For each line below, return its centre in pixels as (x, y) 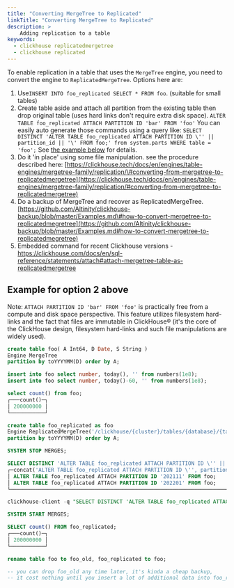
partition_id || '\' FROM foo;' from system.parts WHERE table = (114, 143)
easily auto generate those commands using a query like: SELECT (109, 130)
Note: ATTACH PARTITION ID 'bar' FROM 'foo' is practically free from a (108, 306)
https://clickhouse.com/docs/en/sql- (70, 253)
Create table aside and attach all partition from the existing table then (117, 108)
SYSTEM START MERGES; (39, 515)
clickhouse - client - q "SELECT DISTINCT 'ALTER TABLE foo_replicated (109, 502)
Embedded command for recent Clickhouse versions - (95, 246)
